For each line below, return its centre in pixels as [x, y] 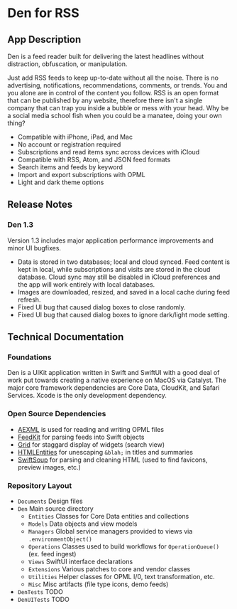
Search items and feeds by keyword [70, 167]
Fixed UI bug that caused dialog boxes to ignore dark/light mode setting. [123, 314]
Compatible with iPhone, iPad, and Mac [75, 137]
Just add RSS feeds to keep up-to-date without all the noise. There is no [113, 78]
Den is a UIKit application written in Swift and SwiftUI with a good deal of [114, 373]
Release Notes [40, 205]
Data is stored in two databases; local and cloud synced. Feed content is [124, 262]
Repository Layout [40, 485]
